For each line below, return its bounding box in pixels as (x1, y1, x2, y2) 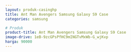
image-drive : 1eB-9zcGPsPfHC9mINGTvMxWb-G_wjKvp (5, 35, 108, 40)
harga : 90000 (5, 39, 32, 45)
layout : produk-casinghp (5, 7, 57, 12)
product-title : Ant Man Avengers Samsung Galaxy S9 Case (5, 30, 126, 35)
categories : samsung (5, 16, 48, 21)
